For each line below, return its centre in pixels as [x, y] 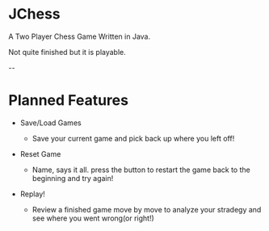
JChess [34, 14]
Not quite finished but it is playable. [67, 52]
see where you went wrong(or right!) [93, 218]
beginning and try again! [73, 178]
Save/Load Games [51, 123]
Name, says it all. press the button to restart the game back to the [141, 170]
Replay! [33, 194]
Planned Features [69, 101]
